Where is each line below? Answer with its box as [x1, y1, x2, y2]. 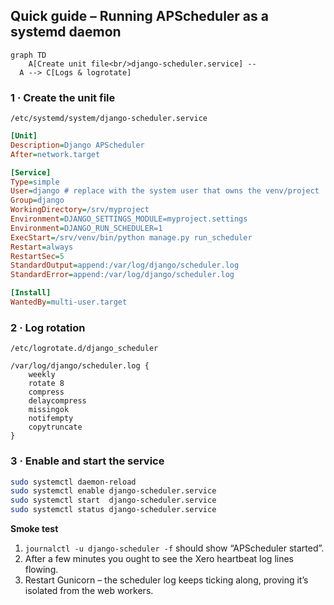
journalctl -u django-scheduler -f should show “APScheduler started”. [24, 542, 325, 554]
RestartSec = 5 [10, 251, 65, 261]
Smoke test [10, 523, 59, 535]
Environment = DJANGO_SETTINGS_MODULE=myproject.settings [10, 214, 248, 224]
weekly [28, 370, 56, 380]
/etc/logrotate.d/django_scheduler [10, 344, 159, 354]
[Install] [10, 288, 52, 298]
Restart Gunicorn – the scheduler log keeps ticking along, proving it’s [24, 574, 309, 586]
